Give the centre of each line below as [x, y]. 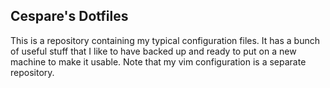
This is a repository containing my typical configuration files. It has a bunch [165, 40]
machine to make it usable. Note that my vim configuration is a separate [158, 61]
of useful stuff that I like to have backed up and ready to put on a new [153, 51]
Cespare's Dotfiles [69, 16]
